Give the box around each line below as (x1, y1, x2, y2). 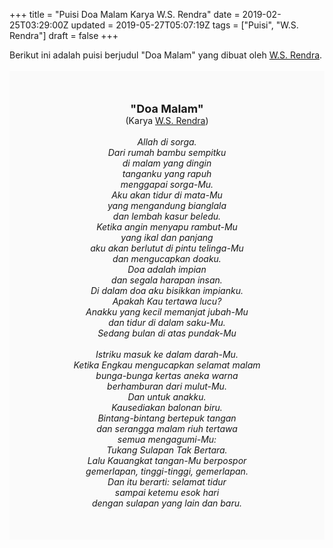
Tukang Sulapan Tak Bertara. (106, 444, 228, 456)
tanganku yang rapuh (122, 168, 212, 179)
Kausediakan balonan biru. (111, 402, 223, 413)
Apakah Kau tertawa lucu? (112, 295, 222, 307)
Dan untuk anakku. (127, 391, 207, 403)
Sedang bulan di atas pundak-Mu (97, 327, 237, 339)
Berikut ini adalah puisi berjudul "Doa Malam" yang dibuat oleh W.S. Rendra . (9, 49, 323, 61)
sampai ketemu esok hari (114, 487, 220, 498)
